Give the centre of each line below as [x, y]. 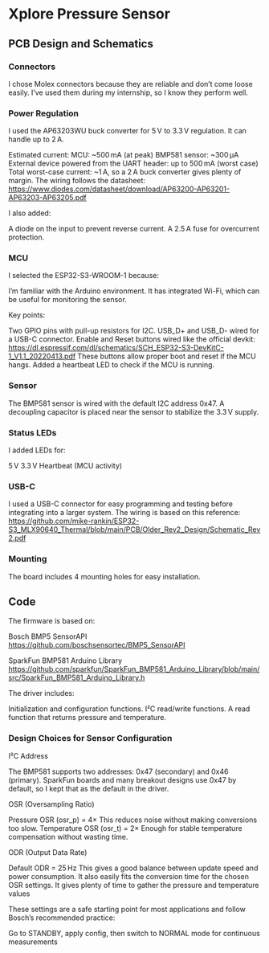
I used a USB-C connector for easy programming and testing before [120, 504]
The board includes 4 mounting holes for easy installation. [104, 576]
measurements [33, 942]
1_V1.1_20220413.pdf [42, 356]
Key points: [27, 315]
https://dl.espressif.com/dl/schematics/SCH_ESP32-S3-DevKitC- [116, 348]
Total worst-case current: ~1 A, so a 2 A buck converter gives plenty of [125, 172]
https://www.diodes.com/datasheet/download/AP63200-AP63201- [119, 189]
